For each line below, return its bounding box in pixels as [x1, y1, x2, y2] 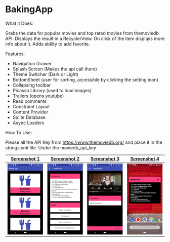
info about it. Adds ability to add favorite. [5, 41, 90, 47]
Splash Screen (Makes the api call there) [12, 66, 97, 72]
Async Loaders [12, 119, 45, 126]
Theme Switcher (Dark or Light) [12, 71, 79, 77]
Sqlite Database [12, 114, 46, 120]
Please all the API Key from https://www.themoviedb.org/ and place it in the [5, 139, 163, 145]
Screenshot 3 [90, 156, 120, 162]
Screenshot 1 [11, 156, 40, 162]
